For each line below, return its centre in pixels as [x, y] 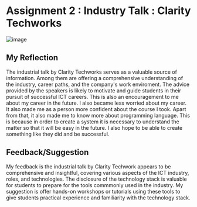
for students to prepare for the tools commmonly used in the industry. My [95, 185]
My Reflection [32, 58]
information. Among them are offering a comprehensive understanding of [95, 78]
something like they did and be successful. [58, 134]
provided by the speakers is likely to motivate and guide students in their [94, 90]
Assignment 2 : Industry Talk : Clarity [98, 11]
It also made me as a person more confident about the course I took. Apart [96, 109]
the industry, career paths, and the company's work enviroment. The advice [98, 84]
